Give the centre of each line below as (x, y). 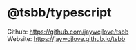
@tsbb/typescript (59, 13)
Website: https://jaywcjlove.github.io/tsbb (66, 38)
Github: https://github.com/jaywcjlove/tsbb (68, 32)
